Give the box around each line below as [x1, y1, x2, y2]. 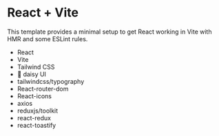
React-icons [17, 91, 52, 100]
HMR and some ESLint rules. [7, 34, 88, 43]
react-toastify [17, 121, 56, 129]
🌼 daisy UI [17, 70, 47, 78]
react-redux [17, 113, 52, 122]
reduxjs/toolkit [17, 106, 59, 115]
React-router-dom [17, 84, 69, 93]
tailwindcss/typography [17, 77, 85, 85]
